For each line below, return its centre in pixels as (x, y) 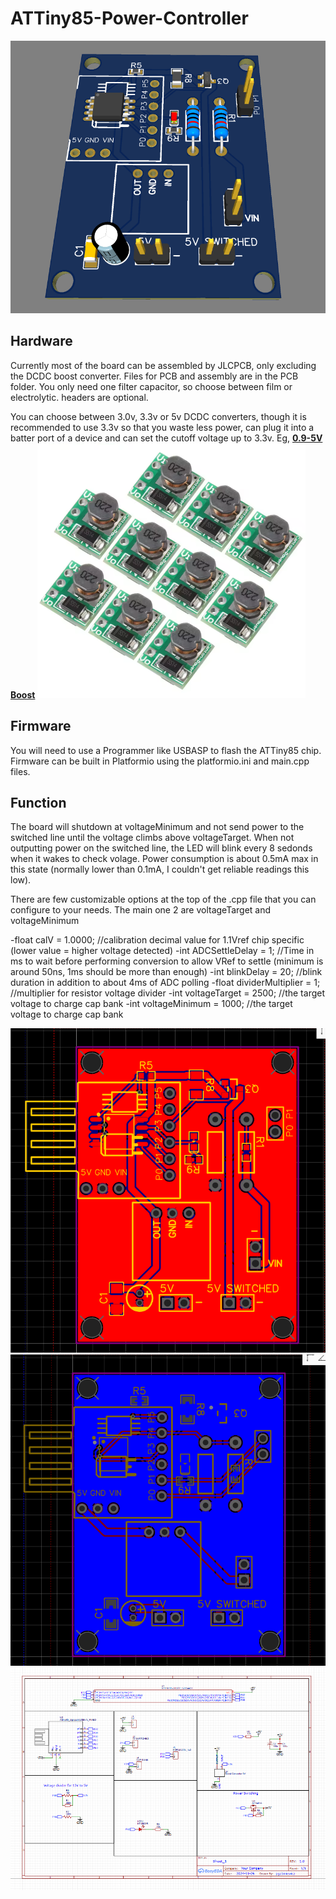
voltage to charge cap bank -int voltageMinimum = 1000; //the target (151, 1004)
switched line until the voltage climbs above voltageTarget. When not (152, 838)
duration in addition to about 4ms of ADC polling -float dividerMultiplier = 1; (165, 983)
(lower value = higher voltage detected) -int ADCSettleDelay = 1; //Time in (162, 951)
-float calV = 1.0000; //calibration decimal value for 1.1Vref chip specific (157, 940)
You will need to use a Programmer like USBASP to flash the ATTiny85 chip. (166, 750)
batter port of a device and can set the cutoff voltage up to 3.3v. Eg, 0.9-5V (166, 438)
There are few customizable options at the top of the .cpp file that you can (163, 899)
